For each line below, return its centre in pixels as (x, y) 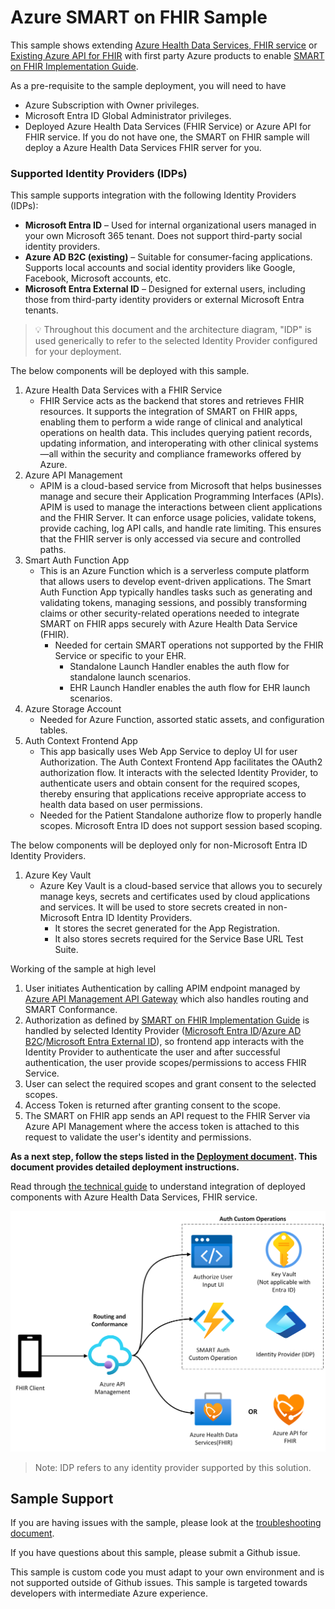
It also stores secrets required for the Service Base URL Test (179, 939)
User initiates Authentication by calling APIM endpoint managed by (162, 988)
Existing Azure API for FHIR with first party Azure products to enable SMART (167, 55)
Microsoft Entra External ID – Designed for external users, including (165, 289)
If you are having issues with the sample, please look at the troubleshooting (166, 1523)
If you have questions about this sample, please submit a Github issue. (155, 1553)
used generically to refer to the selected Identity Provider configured (176, 341)
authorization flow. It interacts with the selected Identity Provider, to (179, 773)
